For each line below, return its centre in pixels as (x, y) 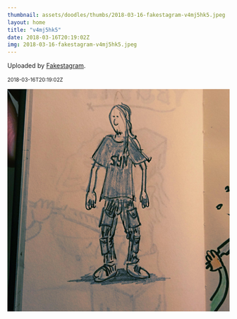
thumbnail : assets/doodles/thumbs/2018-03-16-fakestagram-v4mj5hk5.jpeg (116, 15)
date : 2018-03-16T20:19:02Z (49, 37)
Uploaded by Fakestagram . (47, 66)
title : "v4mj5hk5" (34, 30)
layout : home (26, 22)
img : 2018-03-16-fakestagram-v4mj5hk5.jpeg (72, 45)
